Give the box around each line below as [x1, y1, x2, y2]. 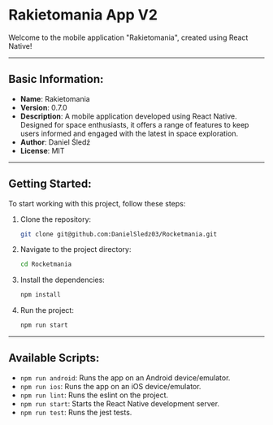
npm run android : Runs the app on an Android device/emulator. [19, 372, 231, 383]
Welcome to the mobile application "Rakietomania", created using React [8, 33, 249, 42]
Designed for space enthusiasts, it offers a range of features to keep [19, 119, 249, 129]
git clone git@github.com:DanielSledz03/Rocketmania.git [19, 230, 218, 238]
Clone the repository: [19, 214, 92, 224]
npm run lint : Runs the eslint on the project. [19, 390, 169, 400]
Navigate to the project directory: [19, 245, 132, 254]
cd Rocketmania [19, 260, 72, 269]
